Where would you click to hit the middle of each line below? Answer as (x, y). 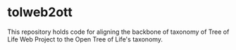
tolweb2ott (40, 12)
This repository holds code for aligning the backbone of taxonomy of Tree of (118, 32)
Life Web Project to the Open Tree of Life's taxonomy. (85, 39)
